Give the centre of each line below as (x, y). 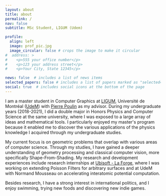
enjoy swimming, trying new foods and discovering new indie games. (75, 188)
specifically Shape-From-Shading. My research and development (72, 158)
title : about (19, 14)
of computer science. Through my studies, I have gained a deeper (72, 147)
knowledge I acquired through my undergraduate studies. (64, 132)
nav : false (16, 23)
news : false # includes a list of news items (54, 78)
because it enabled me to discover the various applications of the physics (80, 127)
